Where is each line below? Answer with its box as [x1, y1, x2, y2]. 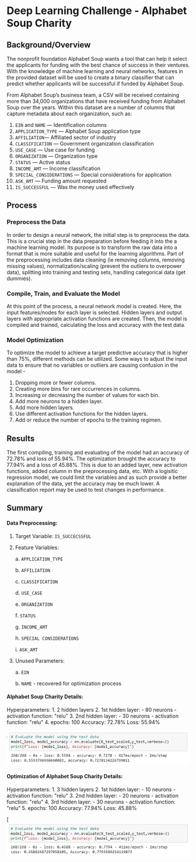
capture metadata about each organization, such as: [6, 110, 132, 117]
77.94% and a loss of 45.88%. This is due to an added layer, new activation [6, 461, 188, 468]
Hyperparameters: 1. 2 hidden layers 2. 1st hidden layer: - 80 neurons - [6, 706, 177, 713]
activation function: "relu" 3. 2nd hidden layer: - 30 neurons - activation [6, 712, 179, 719]
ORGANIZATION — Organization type [15, 153, 98, 159]
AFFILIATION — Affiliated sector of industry [15, 134, 117, 141]
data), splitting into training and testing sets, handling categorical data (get [6, 268, 186, 275]
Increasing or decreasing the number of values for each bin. [15, 392, 160, 399]
